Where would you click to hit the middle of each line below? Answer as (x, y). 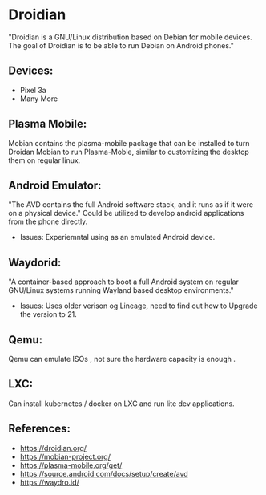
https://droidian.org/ (53, 448)
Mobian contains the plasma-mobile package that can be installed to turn (129, 143)
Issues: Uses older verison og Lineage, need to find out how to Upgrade (139, 306)
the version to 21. (48, 314)
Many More (39, 99)
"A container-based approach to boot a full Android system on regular (123, 282)
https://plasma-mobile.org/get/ (71, 465)
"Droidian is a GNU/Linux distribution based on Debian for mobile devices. (130, 37)
